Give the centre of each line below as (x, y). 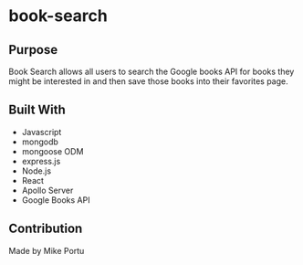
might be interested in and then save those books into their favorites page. (148, 81)
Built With (37, 110)
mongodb (40, 142)
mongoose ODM (52, 151)
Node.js (37, 171)
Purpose (33, 50)
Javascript (42, 132)
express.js (41, 161)
